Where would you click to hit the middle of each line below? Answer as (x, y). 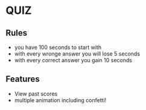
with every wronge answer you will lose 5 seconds (77, 54)
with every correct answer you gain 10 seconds (73, 60)
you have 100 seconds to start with (58, 47)
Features (23, 79)
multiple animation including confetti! (60, 100)
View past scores (36, 94)
